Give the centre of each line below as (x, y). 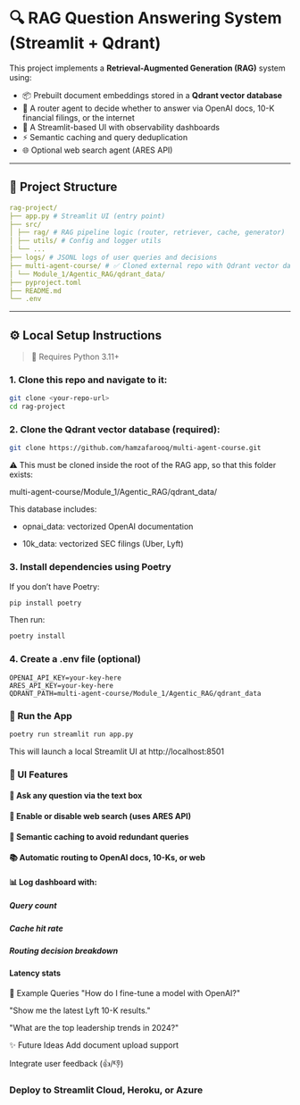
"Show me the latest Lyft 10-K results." (80, 1010)
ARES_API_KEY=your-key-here (62, 685)
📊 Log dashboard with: (53, 882)
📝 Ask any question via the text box (76, 796)
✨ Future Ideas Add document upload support (94, 1045)
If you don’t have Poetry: (54, 586)
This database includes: (53, 509)
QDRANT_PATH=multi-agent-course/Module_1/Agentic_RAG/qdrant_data (135, 693)
